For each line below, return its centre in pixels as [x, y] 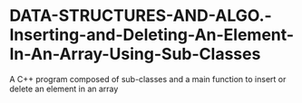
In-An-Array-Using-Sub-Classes [135, 54]
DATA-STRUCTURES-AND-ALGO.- [141, 16]
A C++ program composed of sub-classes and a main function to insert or [148, 79]
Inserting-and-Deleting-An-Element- [152, 35]
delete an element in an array [64, 89]
